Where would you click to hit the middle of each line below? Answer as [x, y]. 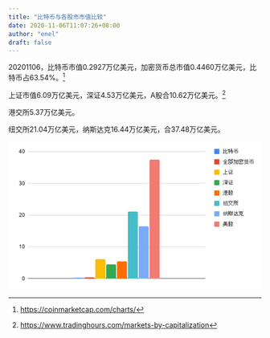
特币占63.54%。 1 [37, 77]
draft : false [30, 43]
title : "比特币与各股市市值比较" [57, 17]
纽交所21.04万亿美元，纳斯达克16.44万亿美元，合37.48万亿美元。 [117, 129]
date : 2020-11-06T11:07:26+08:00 [64, 25]
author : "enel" [34, 34]
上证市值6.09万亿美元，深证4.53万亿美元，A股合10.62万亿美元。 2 [117, 94]
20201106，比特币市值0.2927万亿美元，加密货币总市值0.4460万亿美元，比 [133, 67]
